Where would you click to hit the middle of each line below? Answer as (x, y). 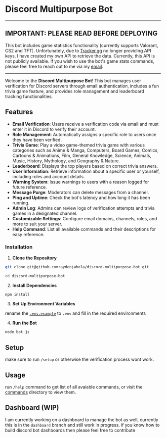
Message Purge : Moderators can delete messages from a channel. (81, 192)
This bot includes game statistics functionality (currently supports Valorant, (82, 45)
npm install (17, 294)
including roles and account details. (48, 176)
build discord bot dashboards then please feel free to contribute (70, 430)
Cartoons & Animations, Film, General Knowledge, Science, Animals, (82, 155)
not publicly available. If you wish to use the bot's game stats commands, (80, 61)
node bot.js (17, 332)
